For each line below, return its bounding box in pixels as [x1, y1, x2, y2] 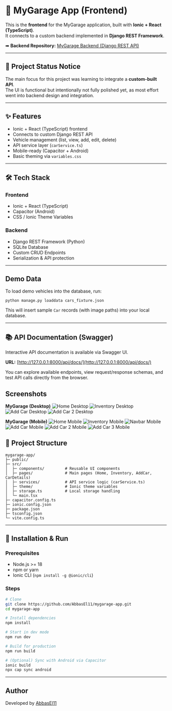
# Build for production [5, 644, 56, 649]
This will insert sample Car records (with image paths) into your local [5, 307, 150, 313]
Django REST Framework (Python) [12, 239, 85, 245]
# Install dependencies [5, 615, 56, 621]
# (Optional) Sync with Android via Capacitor [5, 658, 106, 663]
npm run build [5, 648, 36, 653]
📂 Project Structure [5, 439, 68, 448]
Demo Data [5, 275, 42, 283]
